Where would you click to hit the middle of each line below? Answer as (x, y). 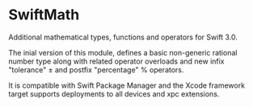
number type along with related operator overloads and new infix (116, 61)
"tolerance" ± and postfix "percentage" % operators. (96, 69)
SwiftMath (44, 15)
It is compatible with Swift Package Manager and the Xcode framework (126, 85)
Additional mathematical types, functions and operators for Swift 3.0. (123, 37)
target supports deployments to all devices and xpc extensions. (114, 93)
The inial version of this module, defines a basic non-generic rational (123, 52)
